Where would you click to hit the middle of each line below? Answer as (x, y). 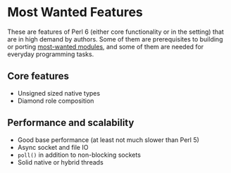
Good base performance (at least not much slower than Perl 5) (108, 140)
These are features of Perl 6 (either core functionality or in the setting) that (115, 32)
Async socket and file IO (53, 147)
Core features (38, 76)
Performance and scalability (71, 123)
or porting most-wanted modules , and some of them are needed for (106, 46)
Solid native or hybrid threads (60, 162)
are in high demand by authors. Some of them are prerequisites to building (115, 39)
